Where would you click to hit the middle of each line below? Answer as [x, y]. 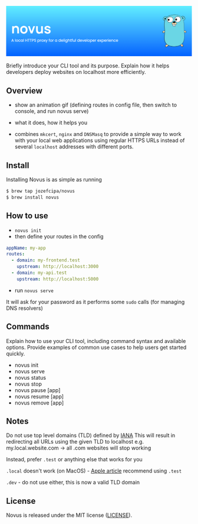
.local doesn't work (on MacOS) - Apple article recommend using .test [94, 471]
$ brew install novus [33, 197]
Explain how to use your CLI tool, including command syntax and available [96, 341]
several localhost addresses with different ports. [74, 147]
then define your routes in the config [59, 236]
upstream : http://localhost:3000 [58, 267]
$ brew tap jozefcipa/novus [41, 191]
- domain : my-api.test [39, 273]
